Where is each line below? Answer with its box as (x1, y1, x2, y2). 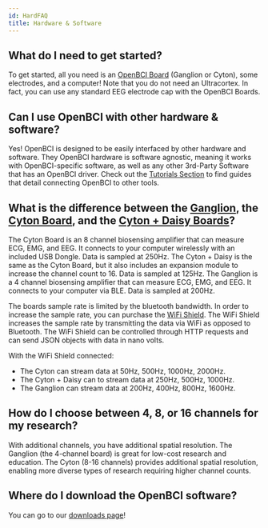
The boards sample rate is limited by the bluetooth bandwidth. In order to (8, 301, 250, 310)
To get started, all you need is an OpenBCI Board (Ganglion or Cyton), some (8, 70, 258, 80)
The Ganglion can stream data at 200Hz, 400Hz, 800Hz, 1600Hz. (19, 383, 236, 393)
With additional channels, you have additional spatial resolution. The (8, 440, 233, 450)
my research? (8, 419, 78, 433)
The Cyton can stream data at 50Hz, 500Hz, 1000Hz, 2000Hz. (19, 366, 226, 376)
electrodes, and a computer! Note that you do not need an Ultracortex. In (8, 78, 249, 88)
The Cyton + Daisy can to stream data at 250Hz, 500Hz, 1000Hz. (19, 374, 235, 384)
